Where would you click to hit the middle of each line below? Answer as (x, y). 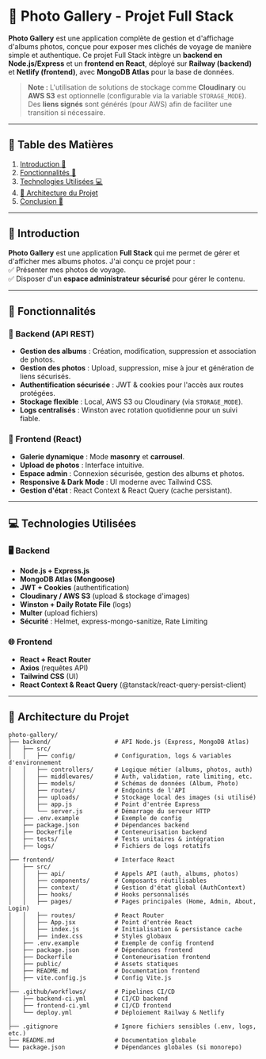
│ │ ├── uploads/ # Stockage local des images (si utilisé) (133, 798)
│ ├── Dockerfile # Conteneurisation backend (108, 832)
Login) (19, 909)
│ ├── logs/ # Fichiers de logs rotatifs (110, 846)
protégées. (37, 393)
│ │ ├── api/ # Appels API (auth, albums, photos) (123, 874)
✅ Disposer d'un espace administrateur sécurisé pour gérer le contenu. (127, 278)
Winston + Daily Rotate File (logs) (76, 604)
